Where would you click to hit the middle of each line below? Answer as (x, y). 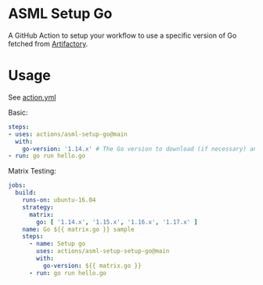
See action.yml (32, 97)
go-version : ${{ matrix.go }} (92, 265)
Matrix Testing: (32, 171)
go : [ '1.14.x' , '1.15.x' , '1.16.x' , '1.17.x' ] (117, 222)
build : (26, 193)
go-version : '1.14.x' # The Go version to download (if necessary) (134, 149)
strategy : (38, 207)
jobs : (17, 185)
